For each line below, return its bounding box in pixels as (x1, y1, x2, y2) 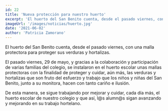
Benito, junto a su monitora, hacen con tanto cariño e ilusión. (5, 80, 130, 86)
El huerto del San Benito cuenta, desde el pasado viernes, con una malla (5, 44, 154, 50)
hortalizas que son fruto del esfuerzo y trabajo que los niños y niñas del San (5, 75, 162, 81)
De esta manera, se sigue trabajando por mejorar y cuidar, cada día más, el (5, 90, 160, 96)
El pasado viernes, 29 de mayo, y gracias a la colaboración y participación (5, 59, 158, 65)
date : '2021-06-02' (5, 26, 46, 31)
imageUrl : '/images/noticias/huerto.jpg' (5, 21, 93, 26)
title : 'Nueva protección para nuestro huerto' (5, 12, 106, 17)
